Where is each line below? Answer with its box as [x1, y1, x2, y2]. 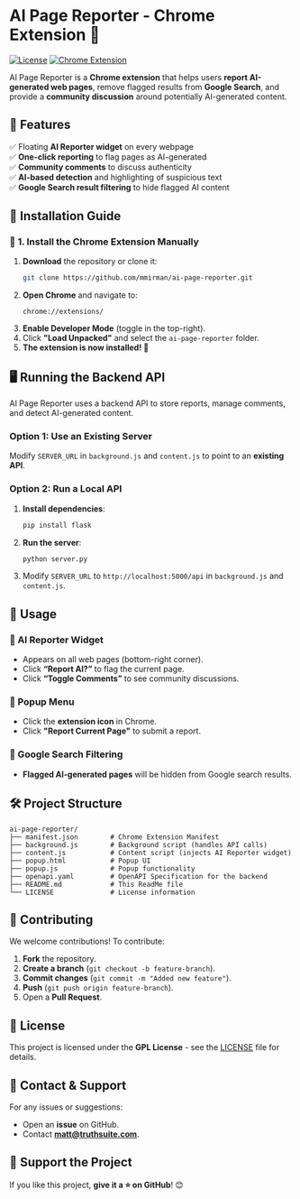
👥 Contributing [9, 912, 94, 927]
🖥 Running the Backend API [9, 369, 166, 384]
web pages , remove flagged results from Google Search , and [50, 81, 279, 92]
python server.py [22, 554, 88, 564]
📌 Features [9, 117, 71, 133]
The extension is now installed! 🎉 [22, 342, 150, 353]
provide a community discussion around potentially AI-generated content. [9, 91, 287, 102]
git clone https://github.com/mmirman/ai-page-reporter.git [22, 273, 253, 282]
